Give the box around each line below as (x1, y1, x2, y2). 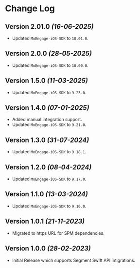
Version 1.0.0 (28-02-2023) (5, 245, 91, 253)
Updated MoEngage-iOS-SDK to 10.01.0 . (12, 35, 88, 41)
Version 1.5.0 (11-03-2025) (5, 77, 88, 85)
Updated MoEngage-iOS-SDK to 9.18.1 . (12, 149, 87, 155)
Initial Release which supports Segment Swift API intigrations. (12, 257, 135, 263)
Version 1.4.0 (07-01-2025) (5, 103, 89, 112)
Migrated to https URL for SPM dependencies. (12, 230, 105, 236)
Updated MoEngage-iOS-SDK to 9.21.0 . (12, 122, 87, 127)
